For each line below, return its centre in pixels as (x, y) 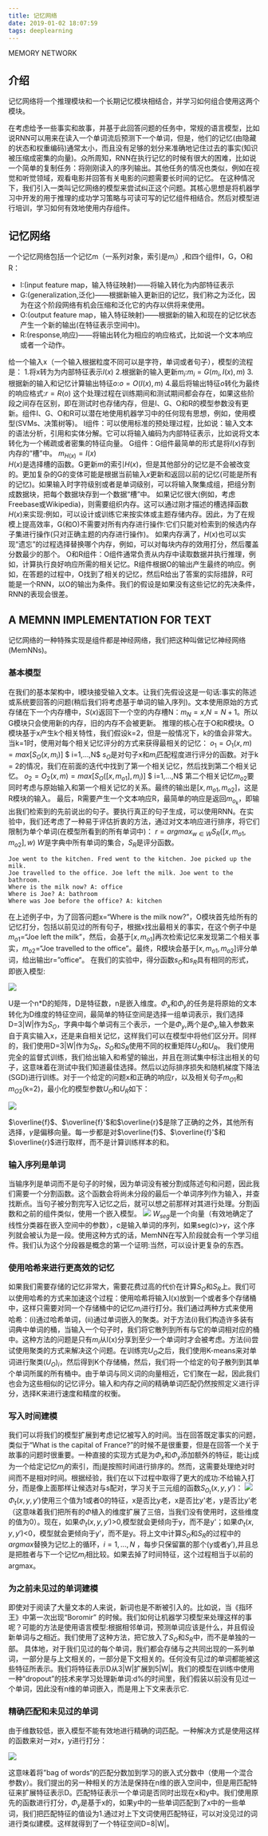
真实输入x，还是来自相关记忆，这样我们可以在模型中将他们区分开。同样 (139, 1036)
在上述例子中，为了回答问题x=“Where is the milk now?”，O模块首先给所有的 (133, 917)
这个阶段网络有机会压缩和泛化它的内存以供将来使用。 (121, 305)
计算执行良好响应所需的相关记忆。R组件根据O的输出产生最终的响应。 (135, 564)
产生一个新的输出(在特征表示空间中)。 (82, 325)
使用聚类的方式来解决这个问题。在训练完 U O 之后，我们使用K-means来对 (132, 1352)
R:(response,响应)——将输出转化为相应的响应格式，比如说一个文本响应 (136, 335)
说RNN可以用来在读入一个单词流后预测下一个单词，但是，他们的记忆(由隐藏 (132, 138)
